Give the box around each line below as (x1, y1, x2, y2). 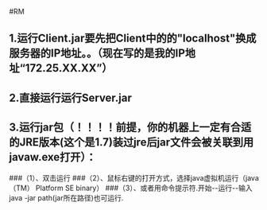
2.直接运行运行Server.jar (9, 91, 132, 104)
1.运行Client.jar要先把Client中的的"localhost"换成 (9, 32, 257, 45)
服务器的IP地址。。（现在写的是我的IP (9, 47, 186, 60)
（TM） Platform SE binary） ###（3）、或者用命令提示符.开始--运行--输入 (9, 183, 253, 192)
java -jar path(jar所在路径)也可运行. (9, 192, 124, 202)
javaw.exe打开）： (9, 150, 97, 164)
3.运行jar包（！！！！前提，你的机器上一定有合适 (9, 121, 252, 134)
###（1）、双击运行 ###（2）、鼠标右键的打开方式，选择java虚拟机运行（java (9, 173, 259, 182)
